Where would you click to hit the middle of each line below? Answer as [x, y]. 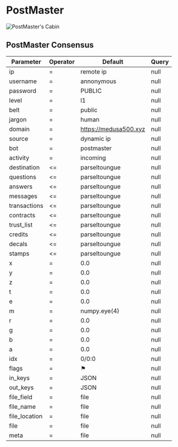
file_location [26, 416]
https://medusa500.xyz [113, 129]
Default [113, 61]
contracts [22, 215]
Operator [62, 61]
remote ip [93, 71]
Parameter [26, 61]
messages [23, 196]
